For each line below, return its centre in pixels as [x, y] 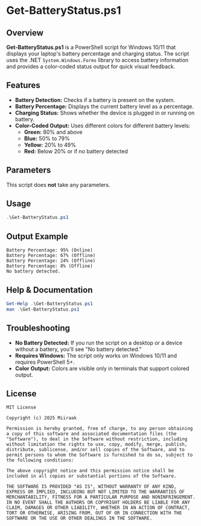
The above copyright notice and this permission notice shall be [90, 471]
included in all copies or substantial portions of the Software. [91, 476]
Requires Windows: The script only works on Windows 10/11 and [96, 355]
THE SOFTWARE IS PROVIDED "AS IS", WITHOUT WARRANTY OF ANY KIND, [91, 487]
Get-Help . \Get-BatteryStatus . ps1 [50, 303]
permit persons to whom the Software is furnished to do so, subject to [100, 455]
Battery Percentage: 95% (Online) [50, 250]
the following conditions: [40, 460]
